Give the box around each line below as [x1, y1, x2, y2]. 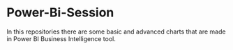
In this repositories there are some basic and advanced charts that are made [6, 27, 226, 36]
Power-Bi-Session [6, 5, 114, 21]
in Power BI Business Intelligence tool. [6, 34, 116, 42]
